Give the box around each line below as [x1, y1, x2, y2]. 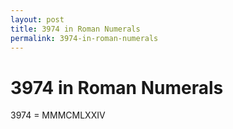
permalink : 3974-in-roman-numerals [10, 33, 159, 43]
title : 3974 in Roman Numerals [10, 24, 141, 34]
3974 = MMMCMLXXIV [10, 109, 106, 121]
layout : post [10, 14, 65, 25]
